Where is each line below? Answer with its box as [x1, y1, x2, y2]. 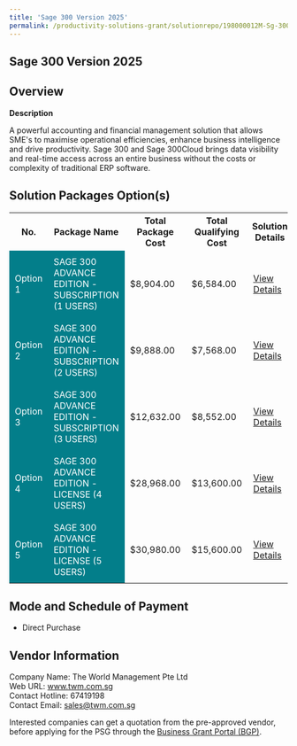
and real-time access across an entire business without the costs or [9, 152, 256, 164]
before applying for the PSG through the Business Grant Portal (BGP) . [9, 727, 263, 737]
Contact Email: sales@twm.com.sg [9, 700, 136, 711]
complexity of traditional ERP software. [9, 162, 151, 173]
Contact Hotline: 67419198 [9, 690, 105, 701]
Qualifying [194, 225, 240, 237]
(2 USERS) [53, 366, 98, 378]
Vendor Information [9, 648, 119, 663]
